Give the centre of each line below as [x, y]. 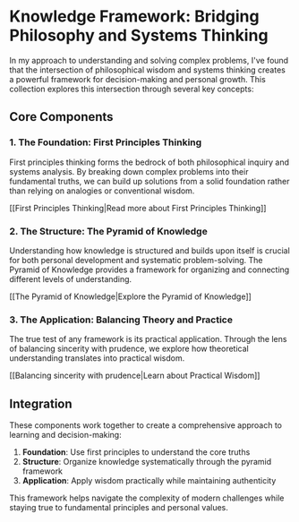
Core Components [61, 117]
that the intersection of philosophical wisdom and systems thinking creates [148, 70]
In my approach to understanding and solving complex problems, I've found [149, 60]
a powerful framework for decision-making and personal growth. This [137, 79]
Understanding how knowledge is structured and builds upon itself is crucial [150, 250]
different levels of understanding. [71, 278]
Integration [41, 403]
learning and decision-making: [66, 435]
